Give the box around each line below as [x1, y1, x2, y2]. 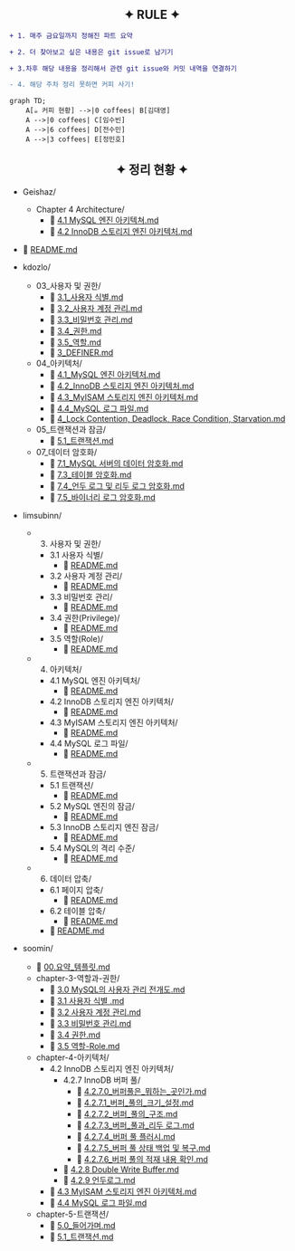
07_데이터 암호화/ [35, 447, 98, 458]
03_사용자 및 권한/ [35, 281, 101, 291]
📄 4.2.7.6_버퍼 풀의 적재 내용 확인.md [76, 1154, 208, 1165]
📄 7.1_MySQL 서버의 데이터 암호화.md [49, 458, 184, 469]
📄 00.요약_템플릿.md [35, 961, 110, 972]
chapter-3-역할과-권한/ [35, 973, 120, 984]
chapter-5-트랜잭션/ [35, 1208, 109, 1220]
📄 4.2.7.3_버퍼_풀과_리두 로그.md [76, 1120, 195, 1131]
